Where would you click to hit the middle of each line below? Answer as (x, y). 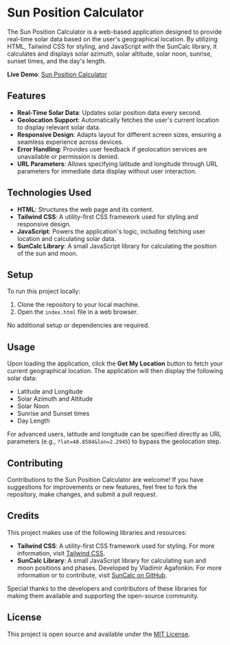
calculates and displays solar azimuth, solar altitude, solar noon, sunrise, (110, 54)
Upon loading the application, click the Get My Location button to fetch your (115, 363)
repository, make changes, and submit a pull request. (82, 494)
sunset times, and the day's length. (57, 61)
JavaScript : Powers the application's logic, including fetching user (111, 231)
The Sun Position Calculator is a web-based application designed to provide (114, 32)
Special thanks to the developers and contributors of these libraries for (107, 588)
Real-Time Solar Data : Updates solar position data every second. (110, 112)
